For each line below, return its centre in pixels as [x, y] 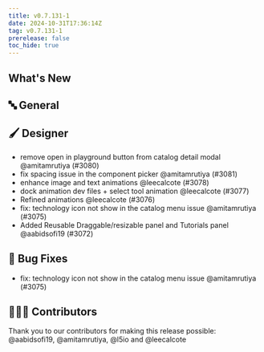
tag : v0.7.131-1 [35, 30]
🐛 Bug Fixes [38, 259]
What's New [40, 78]
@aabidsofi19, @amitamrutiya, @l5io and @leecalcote [97, 340]
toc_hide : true [34, 46]
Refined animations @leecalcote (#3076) [87, 199]
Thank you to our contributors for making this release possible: [112, 331]
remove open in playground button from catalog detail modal [120, 156]
